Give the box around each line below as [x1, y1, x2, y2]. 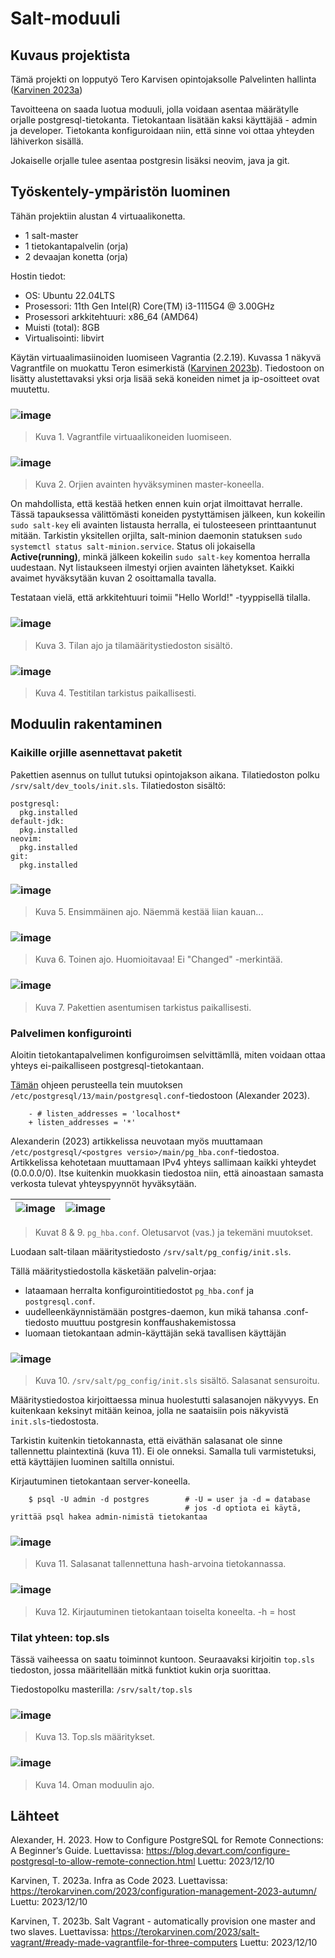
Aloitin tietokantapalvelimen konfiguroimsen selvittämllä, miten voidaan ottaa [10, 1048, 326, 1061]
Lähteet [10, 1808, 60, 1825]
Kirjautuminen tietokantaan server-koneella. [10, 1475, 191, 1487]
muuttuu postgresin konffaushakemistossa [61, 1316, 237, 1328]
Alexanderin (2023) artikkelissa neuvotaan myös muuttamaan [10, 1135, 263, 1147]
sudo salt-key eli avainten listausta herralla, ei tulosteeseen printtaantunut [10, 519, 317, 531]
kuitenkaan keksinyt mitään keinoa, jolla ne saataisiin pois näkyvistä [10, 1405, 289, 1417]
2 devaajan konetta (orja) [24, 250, 129, 262]
